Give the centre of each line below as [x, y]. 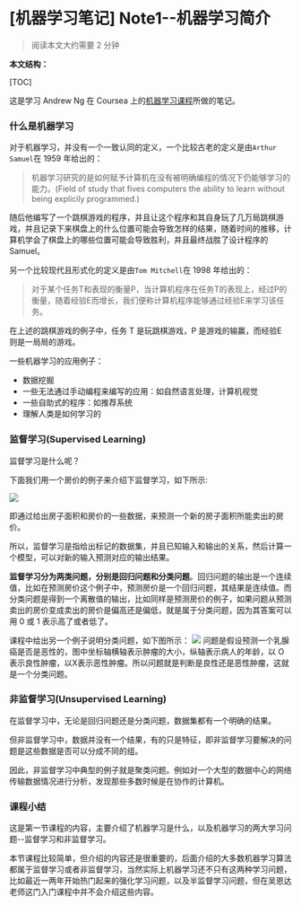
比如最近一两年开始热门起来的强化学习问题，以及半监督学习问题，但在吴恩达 [150, 881]
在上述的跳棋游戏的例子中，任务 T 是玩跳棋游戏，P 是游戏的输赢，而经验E [146, 331]
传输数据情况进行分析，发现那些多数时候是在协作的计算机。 [119, 781]
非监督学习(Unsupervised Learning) [88, 699]
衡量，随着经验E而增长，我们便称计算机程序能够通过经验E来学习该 [154, 301]
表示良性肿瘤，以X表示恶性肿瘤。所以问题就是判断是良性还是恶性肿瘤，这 [146, 663]
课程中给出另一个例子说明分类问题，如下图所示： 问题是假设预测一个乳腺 [149, 640]
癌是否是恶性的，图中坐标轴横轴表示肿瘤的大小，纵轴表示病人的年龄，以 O [147, 651]
